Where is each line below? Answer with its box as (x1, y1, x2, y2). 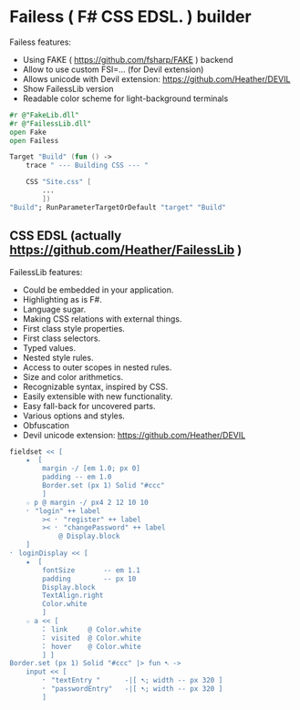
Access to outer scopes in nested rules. (22, 362, 172, 373)
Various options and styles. (22, 410, 126, 421)
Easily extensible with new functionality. (22, 390, 173, 402)
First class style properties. (22, 323, 126, 334)
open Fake (9, 128, 47, 137)
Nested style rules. (22, 352, 94, 363)
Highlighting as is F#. (22, 293, 102, 304)
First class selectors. (22, 333, 101, 344)
